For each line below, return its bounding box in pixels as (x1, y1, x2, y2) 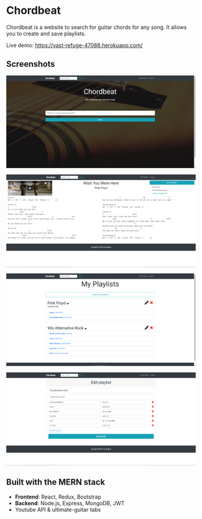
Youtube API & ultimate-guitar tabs (14, 506, 101, 513)
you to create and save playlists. (6, 30, 86, 37)
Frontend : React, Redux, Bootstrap (14, 493, 102, 500)
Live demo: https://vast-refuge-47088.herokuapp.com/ (6, 42, 143, 49)
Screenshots (6, 59, 55, 69)
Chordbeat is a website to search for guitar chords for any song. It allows (6, 23, 187, 31)
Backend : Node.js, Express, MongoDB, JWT (14, 499, 125, 506)
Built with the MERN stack (6, 477, 105, 488)
